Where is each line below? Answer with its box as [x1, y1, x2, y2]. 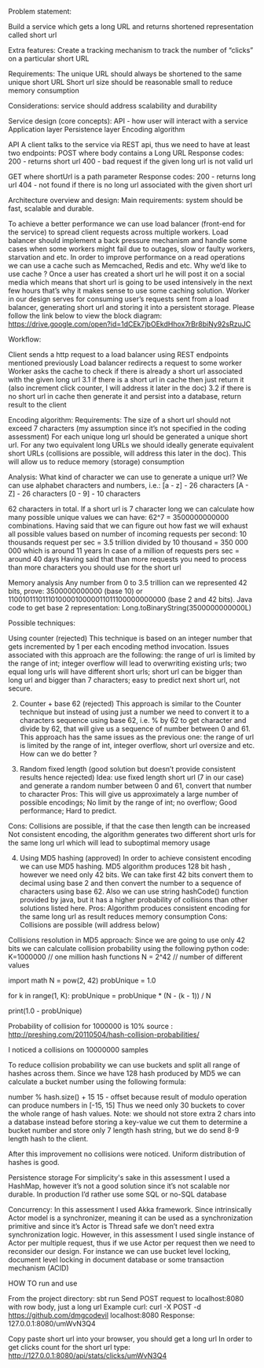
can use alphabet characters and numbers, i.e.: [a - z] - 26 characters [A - [8, 481, 249, 490]
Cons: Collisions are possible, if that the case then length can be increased [8, 821, 251, 831]
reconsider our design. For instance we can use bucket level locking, [8, 1247, 231, 1256]
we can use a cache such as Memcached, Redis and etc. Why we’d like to [8, 261, 247, 270]
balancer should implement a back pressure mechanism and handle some [8, 236, 247, 245]
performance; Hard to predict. [19, 806, 117, 815]
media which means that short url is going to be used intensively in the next [8, 278, 253, 286]
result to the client [8, 400, 67, 409]
